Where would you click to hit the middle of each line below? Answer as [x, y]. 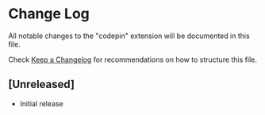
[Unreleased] [42, 84]
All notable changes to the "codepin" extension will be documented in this [129, 36]
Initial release [41, 103]
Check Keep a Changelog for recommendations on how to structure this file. [133, 59]
